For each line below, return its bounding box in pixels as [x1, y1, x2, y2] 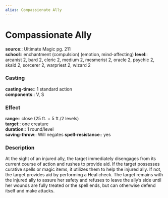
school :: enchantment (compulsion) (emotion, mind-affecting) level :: [5, 51, 148, 57]
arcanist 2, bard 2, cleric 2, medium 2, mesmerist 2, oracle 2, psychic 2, [5, 57, 155, 63]
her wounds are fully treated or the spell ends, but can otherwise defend [5, 182, 156, 188]
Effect [5, 104, 21, 111]
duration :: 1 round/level [5, 126, 54, 132]
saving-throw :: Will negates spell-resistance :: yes [5, 132, 111, 138]
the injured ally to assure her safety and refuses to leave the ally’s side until [5, 177, 161, 183]
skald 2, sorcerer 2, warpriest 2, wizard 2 [5, 62, 91, 68]
